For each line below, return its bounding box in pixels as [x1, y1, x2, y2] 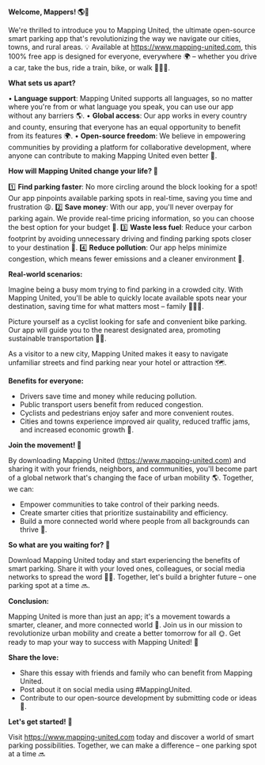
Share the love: [8, 653, 59, 662]
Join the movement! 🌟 [8, 440, 81, 450]
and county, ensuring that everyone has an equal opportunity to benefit [8, 122, 241, 131]
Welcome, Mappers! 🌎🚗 [8, 7, 89, 17]
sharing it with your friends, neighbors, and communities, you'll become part [8, 464, 258, 473]
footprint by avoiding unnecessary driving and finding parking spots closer [8, 234, 252, 243]
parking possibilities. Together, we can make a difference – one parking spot [8, 741, 257, 750]
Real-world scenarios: [8, 269, 83, 279]
